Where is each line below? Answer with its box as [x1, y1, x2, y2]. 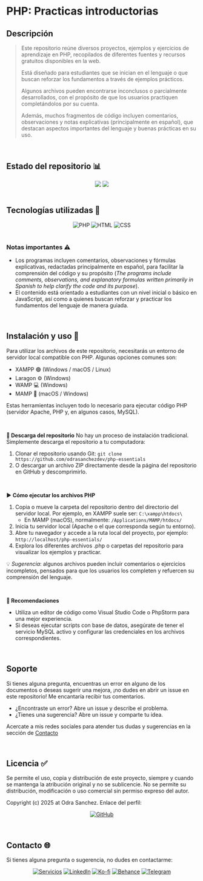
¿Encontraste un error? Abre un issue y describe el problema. [15, 705, 168, 712]
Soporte [6, 664, 38, 674]
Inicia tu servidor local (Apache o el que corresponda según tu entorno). [15, 523, 196, 530]
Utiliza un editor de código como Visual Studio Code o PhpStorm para [15, 608, 190, 616]
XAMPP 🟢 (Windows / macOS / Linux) [15, 366, 111, 373]
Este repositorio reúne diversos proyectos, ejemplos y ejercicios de [21, 44, 190, 52]
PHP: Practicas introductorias [6, 4, 159, 18]
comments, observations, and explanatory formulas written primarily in [15, 276, 194, 283]
